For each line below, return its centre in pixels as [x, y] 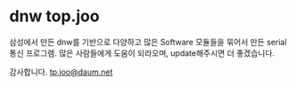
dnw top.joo [54, 16]
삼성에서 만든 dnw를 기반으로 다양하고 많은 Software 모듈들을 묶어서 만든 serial [148, 42]
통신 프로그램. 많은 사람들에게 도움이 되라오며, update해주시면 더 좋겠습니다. [142, 53]
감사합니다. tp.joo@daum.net [61, 72]
